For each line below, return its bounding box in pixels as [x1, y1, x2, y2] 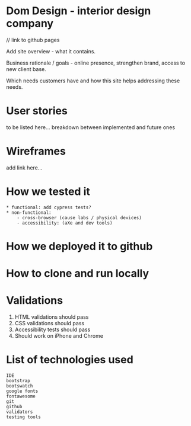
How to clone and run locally [6, 267, 149, 280]
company [6, 17, 54, 30]
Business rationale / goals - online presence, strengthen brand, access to [6, 59, 186, 66]
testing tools [6, 414, 42, 420]
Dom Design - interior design [6, 4, 151, 18]
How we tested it [6, 185, 90, 198]
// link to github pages [6, 36, 60, 43]
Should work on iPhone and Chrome [14, 332, 104, 339]
